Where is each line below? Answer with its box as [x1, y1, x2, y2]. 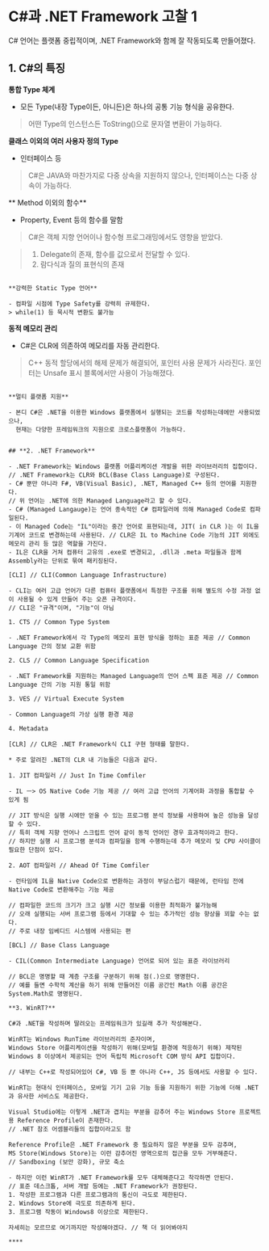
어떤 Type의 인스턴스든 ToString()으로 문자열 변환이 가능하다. [27, 119, 222, 128]
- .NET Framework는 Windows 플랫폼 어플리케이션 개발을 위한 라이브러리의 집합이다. [8, 462, 259, 470]
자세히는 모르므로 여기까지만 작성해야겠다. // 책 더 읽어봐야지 [8, 1224, 188, 1232]
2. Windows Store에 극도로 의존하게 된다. [8, 1199, 136, 1207]
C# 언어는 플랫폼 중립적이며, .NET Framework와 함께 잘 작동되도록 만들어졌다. [8, 36, 256, 45]
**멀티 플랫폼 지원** [8, 393, 69, 401]
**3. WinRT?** [8, 1004, 56, 1012]
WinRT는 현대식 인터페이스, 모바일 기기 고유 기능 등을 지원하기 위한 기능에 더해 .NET [8, 1084, 259, 1092]
